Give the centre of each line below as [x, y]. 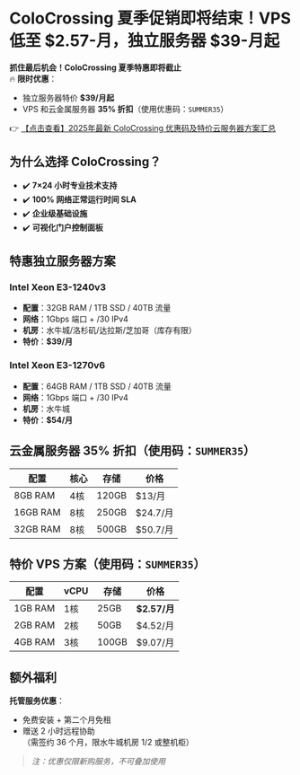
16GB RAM [37, 512]
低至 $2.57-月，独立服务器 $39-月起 [145, 41]
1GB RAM [35, 609]
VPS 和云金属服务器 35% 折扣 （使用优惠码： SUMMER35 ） [125, 109]
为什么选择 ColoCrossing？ [85, 162]
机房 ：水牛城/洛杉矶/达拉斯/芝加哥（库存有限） [109, 330]
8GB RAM [35, 495]
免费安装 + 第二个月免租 [66, 720]
